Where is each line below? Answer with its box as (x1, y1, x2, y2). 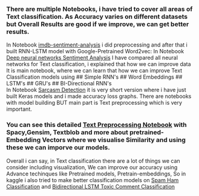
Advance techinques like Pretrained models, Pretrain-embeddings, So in (6, 170, 186, 177)
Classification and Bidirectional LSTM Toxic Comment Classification (6, 183, 175, 190)
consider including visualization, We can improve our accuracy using (6, 163, 178, 171)
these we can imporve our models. (6, 143, 110, 152)
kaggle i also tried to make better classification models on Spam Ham (6, 176, 179, 183)
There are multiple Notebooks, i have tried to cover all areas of (6, 5, 193, 13)
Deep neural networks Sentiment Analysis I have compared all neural (6, 54, 178, 62)
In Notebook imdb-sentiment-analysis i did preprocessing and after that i (6, 41, 188, 48)
